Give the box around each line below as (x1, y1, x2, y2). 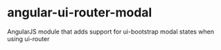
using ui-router (7, 34, 50, 42)
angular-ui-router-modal (7, 5, 152, 21)
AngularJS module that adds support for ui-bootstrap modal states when (7, 27, 215, 36)
